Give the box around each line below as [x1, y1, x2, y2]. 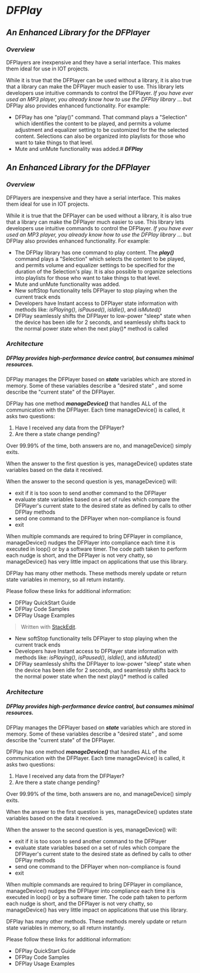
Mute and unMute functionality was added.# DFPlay [14, 145, 143, 152]
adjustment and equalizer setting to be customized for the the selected [14, 126, 189, 133]
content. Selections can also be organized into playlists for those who [14, 132, 186, 140]
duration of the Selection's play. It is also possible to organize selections [14, 268, 192, 275]
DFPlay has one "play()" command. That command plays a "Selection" [14, 113, 187, 121]
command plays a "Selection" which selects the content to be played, [14, 255, 186, 262]
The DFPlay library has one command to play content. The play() [14, 249, 174, 256]
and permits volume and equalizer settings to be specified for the [14, 261, 176, 268]
